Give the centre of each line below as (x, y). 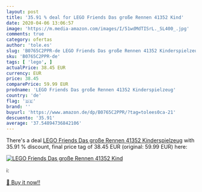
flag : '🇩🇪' (21, 101)
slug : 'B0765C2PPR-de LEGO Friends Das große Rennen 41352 (82, 51)
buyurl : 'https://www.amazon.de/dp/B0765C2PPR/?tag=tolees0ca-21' (91, 112)
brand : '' (19, 106)
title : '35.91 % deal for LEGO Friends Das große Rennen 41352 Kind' (95, 17)
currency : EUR (24, 73)
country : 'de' (24, 95)
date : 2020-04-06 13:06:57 (40, 23)
